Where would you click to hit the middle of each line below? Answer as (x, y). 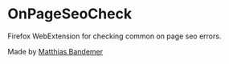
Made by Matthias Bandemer (55, 51)
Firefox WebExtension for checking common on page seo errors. (115, 36)
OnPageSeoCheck (70, 14)
